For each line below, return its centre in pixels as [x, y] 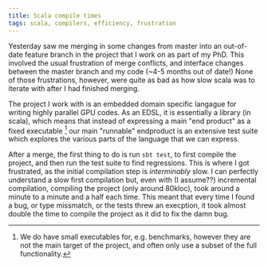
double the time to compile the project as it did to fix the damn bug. [119, 214]
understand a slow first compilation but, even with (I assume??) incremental [132, 180]
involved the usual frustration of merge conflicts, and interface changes [126, 63]
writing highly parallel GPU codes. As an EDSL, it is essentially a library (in [130, 112]
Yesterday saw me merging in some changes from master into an [115, 46]
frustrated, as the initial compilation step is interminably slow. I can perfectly [134, 172]
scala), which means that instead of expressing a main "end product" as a [130, 121]
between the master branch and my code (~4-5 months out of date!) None [131, 71]
